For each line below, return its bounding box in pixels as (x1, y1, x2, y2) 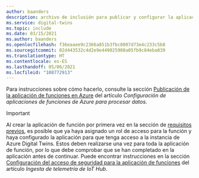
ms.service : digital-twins (6, 20, 73, 26)
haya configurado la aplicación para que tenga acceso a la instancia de (6, 134, 180, 141)
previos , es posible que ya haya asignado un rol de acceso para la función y (6, 128, 192, 135)
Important (6, 110, 30, 117)
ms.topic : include (6, 25, 52, 31)
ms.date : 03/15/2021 (6, 31, 57, 37)
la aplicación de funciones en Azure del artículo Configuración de (6, 92, 166, 99)
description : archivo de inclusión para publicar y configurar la (6, 14, 174, 20)
